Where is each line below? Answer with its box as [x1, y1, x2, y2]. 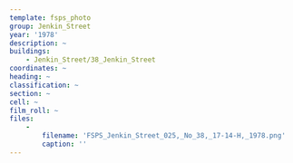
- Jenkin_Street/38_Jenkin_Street [25, 55, 156, 64]
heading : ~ [9, 72, 51, 81]
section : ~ [9, 89, 51, 98]
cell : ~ [9, 97, 39, 107]
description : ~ [9, 38, 67, 48]
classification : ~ [9, 81, 79, 90]
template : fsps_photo [9, 13, 92, 23]
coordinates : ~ [9, 64, 67, 73]
